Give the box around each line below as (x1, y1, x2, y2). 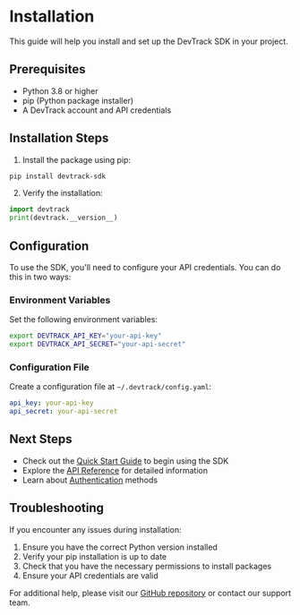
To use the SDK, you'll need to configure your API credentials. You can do (9, 262, 281, 272)
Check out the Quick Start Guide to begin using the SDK (21, 455, 229, 466)
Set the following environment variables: (9, 314, 159, 325)
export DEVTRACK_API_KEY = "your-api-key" (9, 331, 163, 341)
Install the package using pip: (21, 154, 132, 165)
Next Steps (9, 431, 73, 447)
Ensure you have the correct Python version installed (21, 542, 218, 552)
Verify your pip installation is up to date (21, 551, 167, 561)
